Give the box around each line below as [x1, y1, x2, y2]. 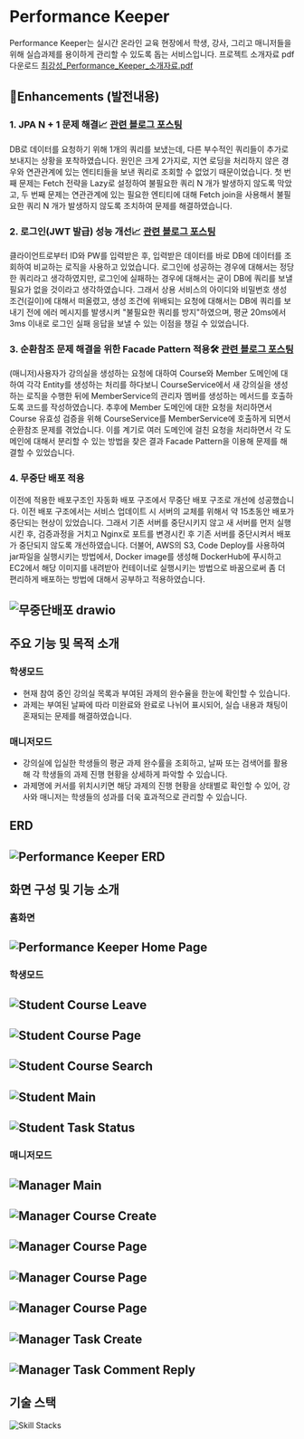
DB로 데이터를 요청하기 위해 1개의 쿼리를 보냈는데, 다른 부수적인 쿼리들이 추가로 [9, 143, 290, 155]
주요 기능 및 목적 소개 [9, 636, 119, 652]
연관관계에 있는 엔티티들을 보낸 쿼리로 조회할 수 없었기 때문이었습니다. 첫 [25, 166, 282, 177]
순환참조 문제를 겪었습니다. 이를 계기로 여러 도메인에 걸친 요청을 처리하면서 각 [9, 424, 282, 435]
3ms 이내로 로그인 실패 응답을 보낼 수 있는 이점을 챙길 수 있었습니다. [9, 318, 250, 329]
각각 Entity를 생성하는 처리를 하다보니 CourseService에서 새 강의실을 [25, 379, 271, 390]
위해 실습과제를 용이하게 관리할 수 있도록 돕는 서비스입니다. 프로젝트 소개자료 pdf [9, 48, 295, 60]
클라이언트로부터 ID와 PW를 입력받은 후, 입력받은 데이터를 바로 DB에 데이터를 [9, 250, 282, 261]
